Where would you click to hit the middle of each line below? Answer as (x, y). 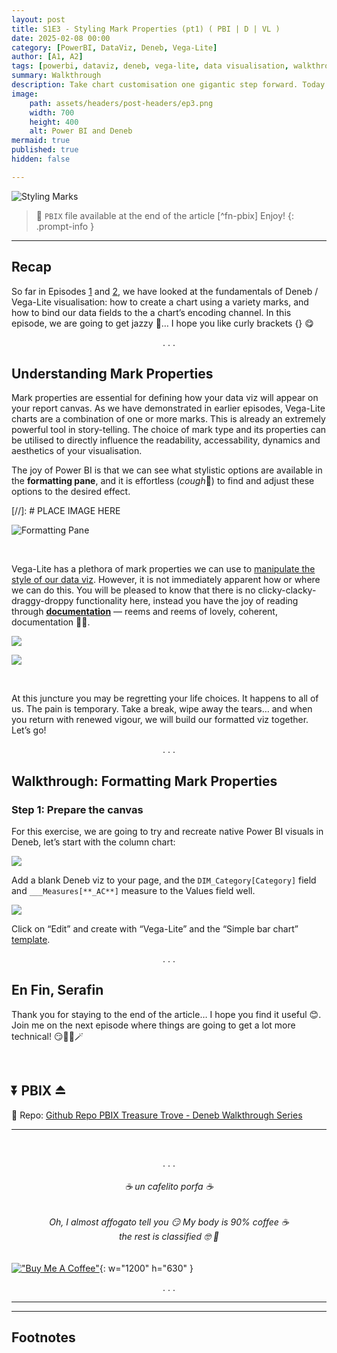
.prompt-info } (65, 226)
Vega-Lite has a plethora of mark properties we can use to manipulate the (163, 569)
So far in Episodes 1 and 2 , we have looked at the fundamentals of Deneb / (165, 291)
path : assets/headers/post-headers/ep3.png (121, 103)
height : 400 (54, 122)
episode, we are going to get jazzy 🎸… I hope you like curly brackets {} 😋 (162, 323)
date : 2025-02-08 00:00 (61, 38)
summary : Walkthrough (56, 76)
